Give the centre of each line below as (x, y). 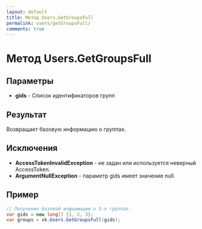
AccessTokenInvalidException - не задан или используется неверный (105, 163)
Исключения (32, 148)
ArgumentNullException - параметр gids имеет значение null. (95, 176)
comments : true (25, 29)
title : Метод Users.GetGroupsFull (50, 18)
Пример (22, 195)
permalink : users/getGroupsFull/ (49, 23)
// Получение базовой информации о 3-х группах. (69, 209)
